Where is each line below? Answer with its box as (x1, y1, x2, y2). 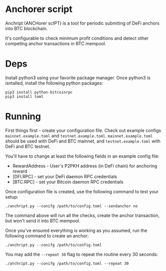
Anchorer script (5, 4, 73, 15)
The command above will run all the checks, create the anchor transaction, (5, 212, 160, 218)
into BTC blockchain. (5, 25, 48, 31)
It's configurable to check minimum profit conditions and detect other (5, 35, 149, 41)
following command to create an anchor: (5, 232, 89, 239)
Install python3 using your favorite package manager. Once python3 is (5, 74, 150, 81)
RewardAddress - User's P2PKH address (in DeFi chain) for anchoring (12, 163, 157, 169)
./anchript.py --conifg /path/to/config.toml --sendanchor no (5, 203, 138, 209)
